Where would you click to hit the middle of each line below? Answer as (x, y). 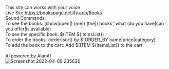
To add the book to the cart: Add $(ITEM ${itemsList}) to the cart (74, 45)
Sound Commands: (26, 18)
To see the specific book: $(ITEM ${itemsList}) (55, 34)
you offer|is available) (28, 29)
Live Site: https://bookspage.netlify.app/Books (54, 13)
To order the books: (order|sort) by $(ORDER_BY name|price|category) (80, 40)
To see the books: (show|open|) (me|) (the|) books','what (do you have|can (85, 23)
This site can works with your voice (43, 7)
